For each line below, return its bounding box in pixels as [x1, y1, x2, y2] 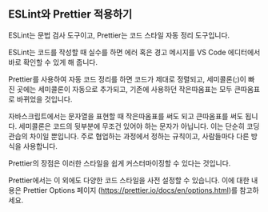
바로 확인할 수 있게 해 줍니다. [8, 57, 98, 66]
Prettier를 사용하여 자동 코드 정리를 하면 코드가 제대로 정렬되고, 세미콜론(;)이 [8, 74, 246, 84]
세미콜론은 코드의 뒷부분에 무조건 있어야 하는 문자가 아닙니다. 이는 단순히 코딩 [18, 121, 260, 130]
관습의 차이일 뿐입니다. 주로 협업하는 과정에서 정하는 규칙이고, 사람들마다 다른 [8, 131, 250, 141]
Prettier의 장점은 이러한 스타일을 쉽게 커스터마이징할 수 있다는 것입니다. [8, 158, 231, 168]
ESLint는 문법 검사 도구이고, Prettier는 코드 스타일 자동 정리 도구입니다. [8, 30, 230, 40]
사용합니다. [22, 141, 58, 150]
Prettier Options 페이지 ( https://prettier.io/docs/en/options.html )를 [22, 185, 238, 194]
